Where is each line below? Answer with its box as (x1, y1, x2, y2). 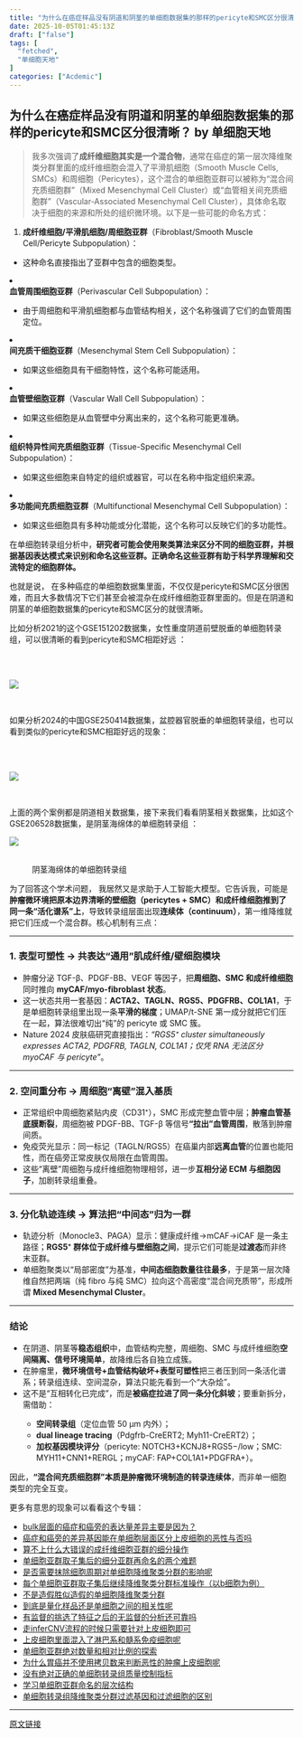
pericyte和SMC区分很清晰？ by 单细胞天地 (32, 125, 271, 140)
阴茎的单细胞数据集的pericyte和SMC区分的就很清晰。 (9, 603, 208, 614)
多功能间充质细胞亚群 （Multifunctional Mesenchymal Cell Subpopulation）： (9, 500, 290, 511)
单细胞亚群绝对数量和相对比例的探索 (22, 1645, 158, 1656)
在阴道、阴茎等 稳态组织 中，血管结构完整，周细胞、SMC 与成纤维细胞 (22, 1342, 280, 1353)
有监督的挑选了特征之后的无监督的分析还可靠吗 (22, 1611, 197, 1622)
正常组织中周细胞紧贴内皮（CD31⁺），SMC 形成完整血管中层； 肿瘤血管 (22, 1107, 284, 1118)
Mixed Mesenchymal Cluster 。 (32, 1287, 151, 1298)
